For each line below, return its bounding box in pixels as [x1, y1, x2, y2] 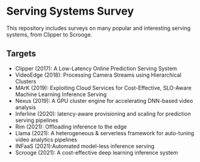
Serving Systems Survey [6, 4, 134, 18]
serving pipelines [15, 116, 59, 124]
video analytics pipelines [15, 136, 78, 143]
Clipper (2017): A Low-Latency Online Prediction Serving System [15, 65, 178, 72]
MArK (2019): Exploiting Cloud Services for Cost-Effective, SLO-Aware [15, 84, 191, 91]
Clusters [15, 77, 36, 85]
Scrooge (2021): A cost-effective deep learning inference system [15, 149, 178, 156]
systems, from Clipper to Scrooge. [6, 30, 92, 38]
